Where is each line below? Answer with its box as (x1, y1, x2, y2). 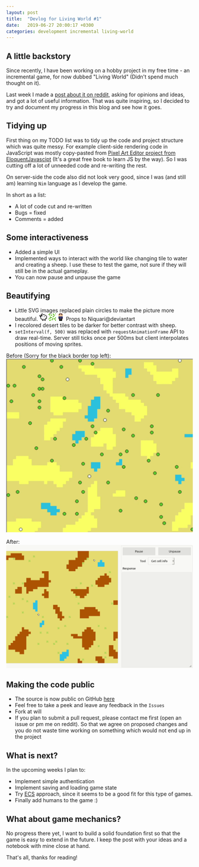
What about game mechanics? (6, 814, 121, 824)
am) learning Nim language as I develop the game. (6, 179, 127, 187)
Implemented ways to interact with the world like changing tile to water (14, 254, 188, 261)
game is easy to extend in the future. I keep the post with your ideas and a (6, 836, 187, 843)
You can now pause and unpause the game (14, 273, 121, 280)
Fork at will (14, 708, 42, 715)
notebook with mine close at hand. (6, 843, 91, 850)
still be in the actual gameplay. (14, 267, 89, 275)
